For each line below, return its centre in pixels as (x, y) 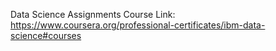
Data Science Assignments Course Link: (93, 14)
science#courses (46, 35)
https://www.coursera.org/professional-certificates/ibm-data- (138, 25)
